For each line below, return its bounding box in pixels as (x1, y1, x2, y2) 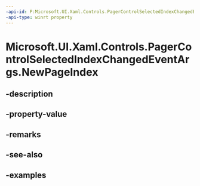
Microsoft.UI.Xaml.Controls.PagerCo (5, 40, 192, 54)
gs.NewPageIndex (5, 65, 99, 79)
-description (5, 89, 53, 99)
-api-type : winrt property (5, 14, 73, 20)
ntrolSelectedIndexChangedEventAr (5, 52, 190, 66)
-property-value (5, 109, 67, 119)
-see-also (5, 150, 43, 160)
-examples (5, 170, 47, 180)
